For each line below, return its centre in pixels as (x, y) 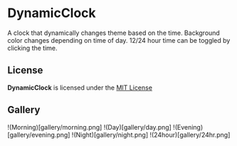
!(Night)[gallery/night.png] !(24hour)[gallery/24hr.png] (151, 135)
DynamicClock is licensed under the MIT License (80, 88)
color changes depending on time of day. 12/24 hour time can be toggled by (119, 40)
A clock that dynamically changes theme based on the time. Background (114, 33)
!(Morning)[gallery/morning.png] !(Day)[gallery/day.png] (90, 127)
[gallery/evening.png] (39, 135)
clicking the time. (33, 48)
